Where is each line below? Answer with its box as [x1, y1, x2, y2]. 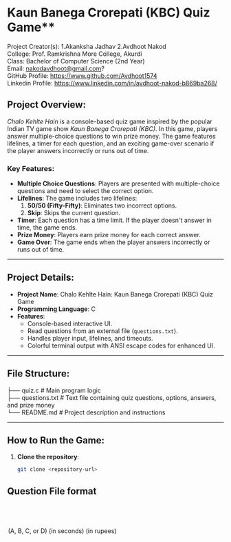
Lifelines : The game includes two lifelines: [16, 194, 137, 203]
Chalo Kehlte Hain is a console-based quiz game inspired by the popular [7, 117, 213, 126]
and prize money [7, 401, 55, 409]
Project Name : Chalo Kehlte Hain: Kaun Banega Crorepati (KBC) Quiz [16, 290, 213, 298]
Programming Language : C [16, 305, 96, 313]
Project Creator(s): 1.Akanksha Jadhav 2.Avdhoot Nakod [7, 42, 166, 50]
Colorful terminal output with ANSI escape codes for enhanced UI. [27, 341, 215, 350]
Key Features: [7, 163, 55, 173]
